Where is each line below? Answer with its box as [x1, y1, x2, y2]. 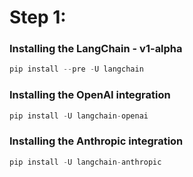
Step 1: [9, 6, 67, 29]
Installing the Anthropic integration [9, 134, 184, 148]
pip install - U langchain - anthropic [9, 157, 162, 167]
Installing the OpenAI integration [9, 88, 171, 102]
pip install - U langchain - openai [9, 111, 149, 121]
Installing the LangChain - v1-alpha [9, 42, 183, 56]
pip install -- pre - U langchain [9, 64, 144, 75]
